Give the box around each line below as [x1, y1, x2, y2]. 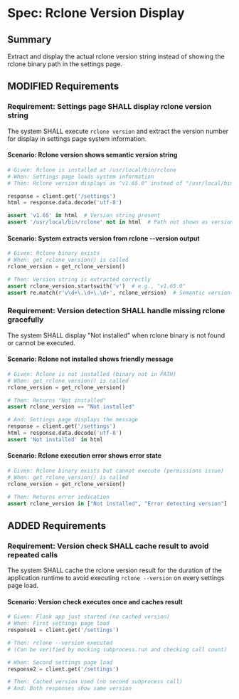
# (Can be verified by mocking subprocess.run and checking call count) [7, 646, 228, 653]
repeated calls [7, 550, 58, 559]
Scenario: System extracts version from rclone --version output [7, 233, 201, 243]
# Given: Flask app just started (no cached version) [7, 614, 171, 621]
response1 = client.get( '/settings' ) [7, 626, 119, 634]
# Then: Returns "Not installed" [7, 396, 107, 404]
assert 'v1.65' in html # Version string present [7, 212, 161, 219]
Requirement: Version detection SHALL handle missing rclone [7, 306, 225, 316]
